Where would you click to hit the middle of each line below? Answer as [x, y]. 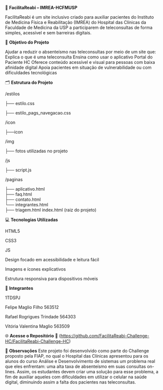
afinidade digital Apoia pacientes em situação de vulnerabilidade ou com [78, 67]
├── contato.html [23, 199]
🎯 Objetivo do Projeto [27, 42]
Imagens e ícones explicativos [35, 269]
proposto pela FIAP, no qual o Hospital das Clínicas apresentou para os [77, 356]
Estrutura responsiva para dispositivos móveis [52, 279]
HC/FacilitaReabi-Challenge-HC [37, 341]
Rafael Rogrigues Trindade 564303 [40, 317]
